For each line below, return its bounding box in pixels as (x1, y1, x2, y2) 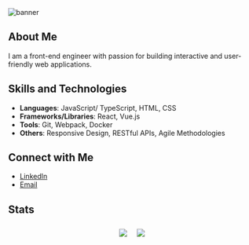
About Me (8, 31, 57, 44)
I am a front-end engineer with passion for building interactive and (8, 51, 222, 60)
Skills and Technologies (8, 82, 127, 96)
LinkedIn (19, 172, 48, 181)
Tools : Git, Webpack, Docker (19, 119, 113, 129)
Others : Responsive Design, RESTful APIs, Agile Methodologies (19, 128, 225, 137)
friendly (8, 59, 34, 69)
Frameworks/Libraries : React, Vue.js (19, 112, 141, 121)
